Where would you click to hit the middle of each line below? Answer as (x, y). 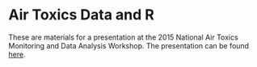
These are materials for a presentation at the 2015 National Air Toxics (123, 37)
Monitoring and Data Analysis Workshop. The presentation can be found (128, 45)
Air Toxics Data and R (82, 15)
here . (17, 54)
